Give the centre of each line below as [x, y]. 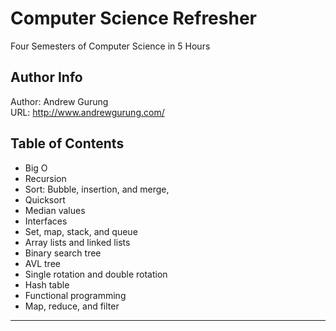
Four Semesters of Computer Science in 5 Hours [110, 46]
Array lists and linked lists [77, 242]
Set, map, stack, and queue [81, 231]
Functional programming [75, 295]
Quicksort [45, 199]
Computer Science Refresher [133, 18]
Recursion [45, 178]
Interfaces [46, 221]
